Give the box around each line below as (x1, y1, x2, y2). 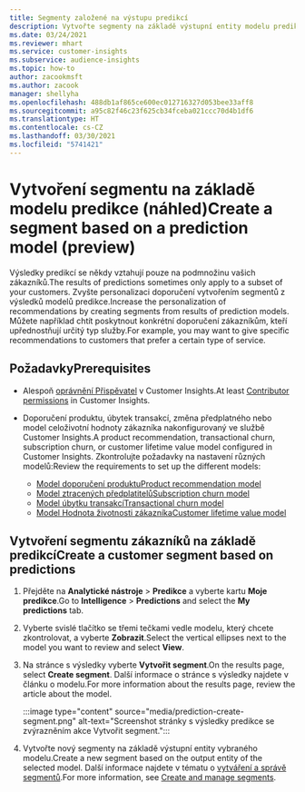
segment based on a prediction (9, 217, 249, 238)
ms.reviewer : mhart (9, 38, 84, 48)
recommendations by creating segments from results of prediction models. (9, 305, 290, 316)
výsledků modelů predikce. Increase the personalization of (9, 296, 227, 307)
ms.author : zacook (9, 81, 79, 90)
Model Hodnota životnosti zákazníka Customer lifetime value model (35, 507, 287, 518)
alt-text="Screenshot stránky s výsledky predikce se (78, 716, 275, 727)
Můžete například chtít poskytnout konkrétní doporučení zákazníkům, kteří (9, 315, 288, 326)
